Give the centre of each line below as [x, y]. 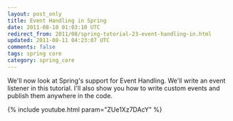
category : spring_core [41, 60]
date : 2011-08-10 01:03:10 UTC [54, 27]
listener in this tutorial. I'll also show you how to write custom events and [114, 88]
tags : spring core [35, 54]
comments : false [31, 47]
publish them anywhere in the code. [60, 95]
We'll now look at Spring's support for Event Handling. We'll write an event [116, 80]
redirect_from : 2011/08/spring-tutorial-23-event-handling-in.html [110, 34]
